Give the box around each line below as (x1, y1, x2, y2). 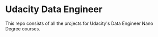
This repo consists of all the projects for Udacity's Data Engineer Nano (5, 20, 153, 26)
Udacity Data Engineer (5, 4, 103, 15)
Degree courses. (5, 25, 41, 31)
